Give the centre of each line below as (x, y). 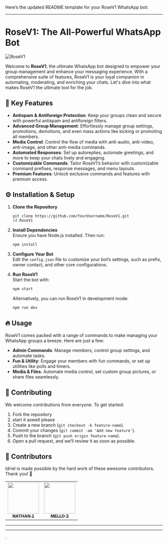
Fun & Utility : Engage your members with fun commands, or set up (81, 361)
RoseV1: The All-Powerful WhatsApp (83, 32)
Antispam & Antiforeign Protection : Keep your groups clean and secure (87, 115)
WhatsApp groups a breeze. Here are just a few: (55, 340)
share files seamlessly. (36, 376)
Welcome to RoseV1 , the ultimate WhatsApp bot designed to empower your (83, 66)
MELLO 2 (60, 516)
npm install (25, 244)
